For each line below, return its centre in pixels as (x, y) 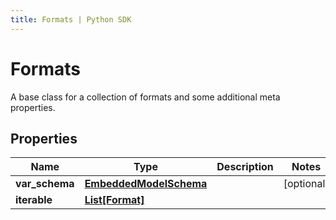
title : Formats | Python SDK (71, 19)
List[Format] (114, 200)
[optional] (306, 184)
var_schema (45, 184)
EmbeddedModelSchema (146, 184)
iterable (34, 200)
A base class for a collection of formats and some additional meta (145, 97)
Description (245, 167)
